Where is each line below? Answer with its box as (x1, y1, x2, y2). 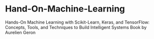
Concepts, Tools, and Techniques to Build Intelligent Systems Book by (5, 24, 147, 30)
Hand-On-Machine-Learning (5, 3, 125, 14)
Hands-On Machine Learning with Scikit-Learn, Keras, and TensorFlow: (5, 19, 150, 25)
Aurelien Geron (5, 29, 36, 35)
